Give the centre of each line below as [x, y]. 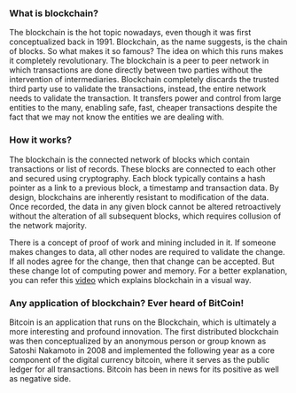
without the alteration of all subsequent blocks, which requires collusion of [145, 216]
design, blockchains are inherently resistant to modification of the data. [139, 196]
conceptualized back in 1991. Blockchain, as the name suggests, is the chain [148, 42]
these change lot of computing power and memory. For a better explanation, [148, 270]
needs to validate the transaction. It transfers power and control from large [145, 98]
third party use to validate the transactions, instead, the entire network [138, 89]
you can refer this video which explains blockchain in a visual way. [130, 280]
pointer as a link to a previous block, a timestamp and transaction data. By [144, 188]
